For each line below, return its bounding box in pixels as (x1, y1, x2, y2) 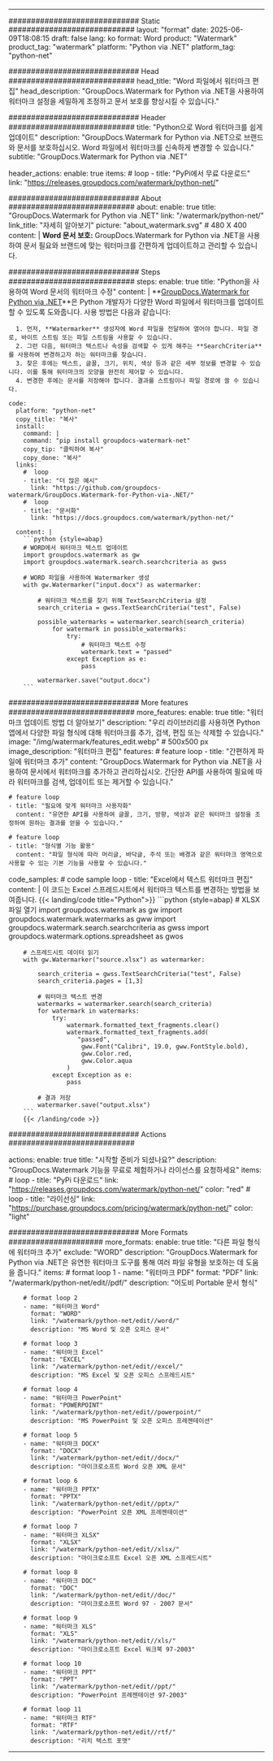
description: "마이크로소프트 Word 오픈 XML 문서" (29, 1463, 187, 1471)
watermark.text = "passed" (80, 648, 173, 656)
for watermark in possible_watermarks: (51, 625, 187, 633)
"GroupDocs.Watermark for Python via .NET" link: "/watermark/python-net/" (8, 210, 264, 220)
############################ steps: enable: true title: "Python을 (8, 277, 251, 286)
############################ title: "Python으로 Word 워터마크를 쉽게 (8, 123, 263, 132)
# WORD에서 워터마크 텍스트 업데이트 (23, 544, 128, 552)
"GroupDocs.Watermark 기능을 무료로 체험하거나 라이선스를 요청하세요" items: (8, 1165, 262, 1174)
